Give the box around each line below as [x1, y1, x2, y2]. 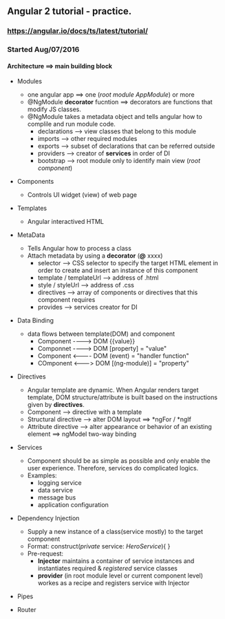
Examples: [27, 471, 57, 479]
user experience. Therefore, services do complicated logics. [27, 464, 199, 473]
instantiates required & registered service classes [37, 564, 178, 573]
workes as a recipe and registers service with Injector [37, 579, 190, 587]
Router [17, 606, 36, 614]
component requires [37, 296, 96, 304]
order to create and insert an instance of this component [37, 266, 198, 275]
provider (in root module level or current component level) [37, 571, 204, 580]
